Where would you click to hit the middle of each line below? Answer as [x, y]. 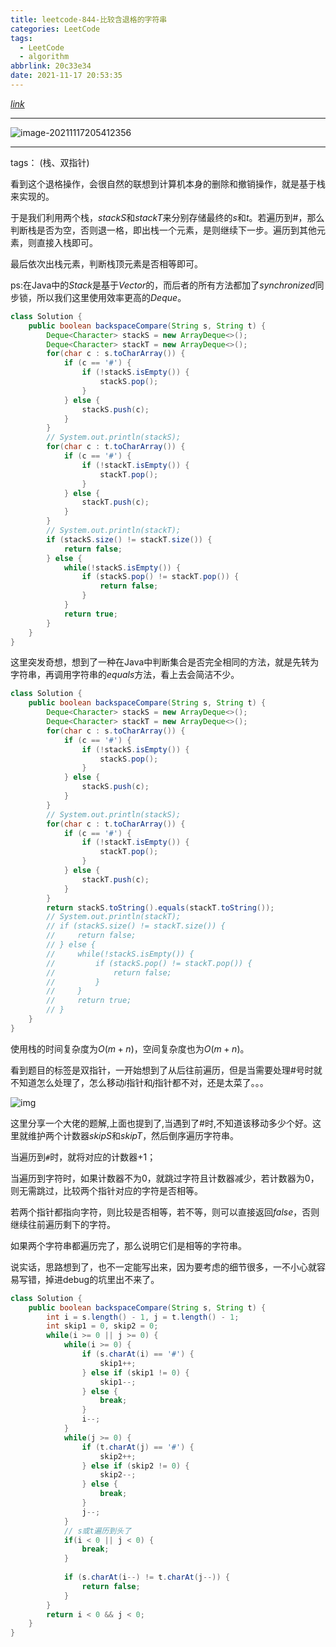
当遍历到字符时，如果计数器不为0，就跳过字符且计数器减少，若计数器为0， [165, 1178]
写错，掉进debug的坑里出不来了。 [89, 1279]
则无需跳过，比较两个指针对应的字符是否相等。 [106, 1190]
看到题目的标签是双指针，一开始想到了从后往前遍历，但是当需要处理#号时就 [166, 1070]
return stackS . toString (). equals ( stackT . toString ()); [160, 907]
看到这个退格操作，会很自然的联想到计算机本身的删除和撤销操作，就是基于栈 [168, 183]
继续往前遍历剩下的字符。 [63, 1224]
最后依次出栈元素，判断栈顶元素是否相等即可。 [106, 263]
